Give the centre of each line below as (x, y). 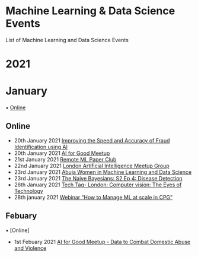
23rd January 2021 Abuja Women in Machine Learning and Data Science (103, 172)
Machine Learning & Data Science (90, 11)
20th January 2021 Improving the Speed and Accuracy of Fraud (92, 140)
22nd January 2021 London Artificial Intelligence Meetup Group (92, 166)
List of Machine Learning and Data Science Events (67, 40)
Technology (29, 191)
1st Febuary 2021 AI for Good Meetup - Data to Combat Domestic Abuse (102, 242)
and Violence (30, 248)
